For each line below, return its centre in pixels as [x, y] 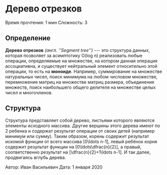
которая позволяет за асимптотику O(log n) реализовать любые [74, 55]
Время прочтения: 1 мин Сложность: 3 [46, 22]
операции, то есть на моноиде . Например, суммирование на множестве [84, 71]
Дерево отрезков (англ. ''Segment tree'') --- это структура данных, [77, 50]
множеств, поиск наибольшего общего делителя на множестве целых [80, 87]
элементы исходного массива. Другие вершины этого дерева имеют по [83, 126]
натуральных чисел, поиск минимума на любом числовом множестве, [81, 77]
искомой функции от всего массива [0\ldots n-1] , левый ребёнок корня [81, 141]
